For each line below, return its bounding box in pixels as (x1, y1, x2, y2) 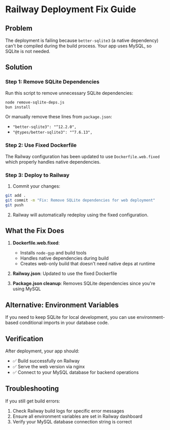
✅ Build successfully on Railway (12, 358, 80, 364)
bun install (5, 105, 30, 110)
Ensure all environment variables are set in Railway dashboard (12, 413, 143, 419)
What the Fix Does (5, 226, 64, 235)
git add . (5, 193, 26, 198)
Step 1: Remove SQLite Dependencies (5, 78, 100, 85)
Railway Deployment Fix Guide (5, 4, 137, 15)
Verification (5, 334, 44, 343)
